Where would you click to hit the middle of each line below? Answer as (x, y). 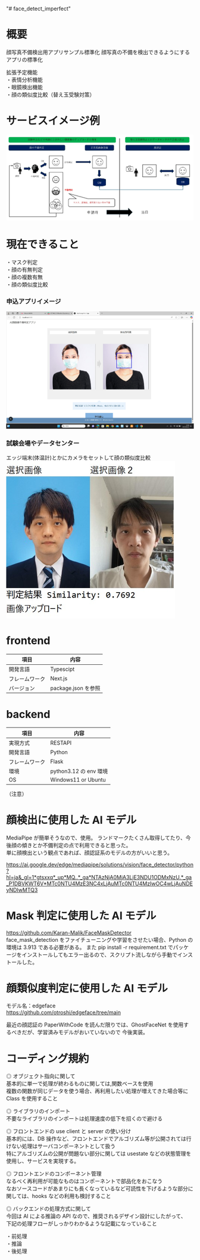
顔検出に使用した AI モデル (71, 820)
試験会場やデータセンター (43, 443)
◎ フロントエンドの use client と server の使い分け (69, 1131)
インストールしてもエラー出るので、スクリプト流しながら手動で (99, 954)
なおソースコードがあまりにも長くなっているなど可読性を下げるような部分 (97, 1189)
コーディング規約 (48, 1058)
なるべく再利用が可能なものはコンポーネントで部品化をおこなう (84, 1181)
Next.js (59, 679)
